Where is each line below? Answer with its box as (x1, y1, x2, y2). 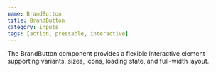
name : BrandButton (7, 10, 62, 18)
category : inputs (7, 23, 59, 30)
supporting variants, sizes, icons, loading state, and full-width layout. (7, 57, 210, 66)
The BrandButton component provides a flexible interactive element (7, 49, 205, 58)
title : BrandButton (7, 17, 65, 24)
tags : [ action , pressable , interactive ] (7, 30, 129, 37)
